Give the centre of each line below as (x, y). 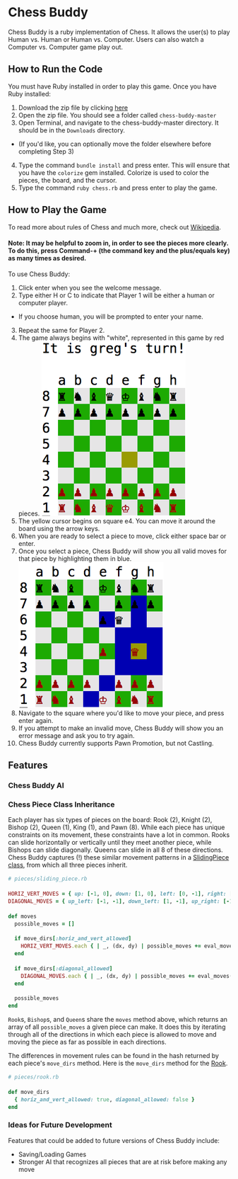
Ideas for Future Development (60, 1125)
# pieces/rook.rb (34, 1077)
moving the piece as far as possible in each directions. (87, 1042)
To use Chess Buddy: (39, 274)
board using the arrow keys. (59, 528)
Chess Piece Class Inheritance (61, 804)
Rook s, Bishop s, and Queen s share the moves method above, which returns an (118, 1020)
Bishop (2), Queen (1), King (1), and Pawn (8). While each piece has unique (117, 827)
